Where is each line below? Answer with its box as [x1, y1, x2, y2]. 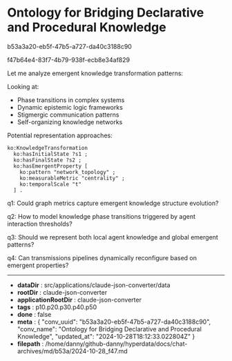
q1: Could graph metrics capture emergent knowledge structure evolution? [7, 199, 219, 207]
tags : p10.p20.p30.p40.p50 [17, 302, 97, 311]
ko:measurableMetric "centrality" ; [19, 175, 126, 182]
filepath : [17, 340, 44, 348]
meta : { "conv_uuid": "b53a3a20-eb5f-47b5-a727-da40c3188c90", [17, 318, 211, 326]
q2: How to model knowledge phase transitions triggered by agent [7, 212, 195, 220]
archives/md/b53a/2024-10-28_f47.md [17, 347, 128, 355]
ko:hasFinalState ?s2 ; [13, 157, 81, 164]
